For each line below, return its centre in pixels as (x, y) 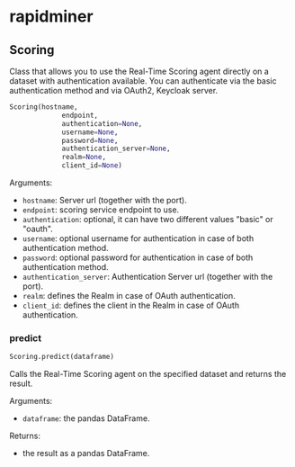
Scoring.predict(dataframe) (62, 357)
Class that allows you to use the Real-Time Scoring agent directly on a (139, 71)
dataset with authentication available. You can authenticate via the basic (143, 81)
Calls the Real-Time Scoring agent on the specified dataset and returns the (148, 374)
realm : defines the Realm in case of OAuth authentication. (129, 296)
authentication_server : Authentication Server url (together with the (147, 277)
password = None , (90, 140)
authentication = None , (102, 123)
